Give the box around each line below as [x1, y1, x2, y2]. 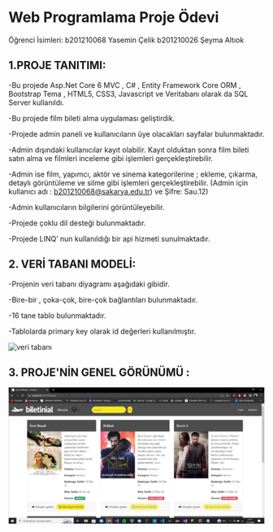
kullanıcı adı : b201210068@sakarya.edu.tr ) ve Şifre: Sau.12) [8, 186, 209, 196]
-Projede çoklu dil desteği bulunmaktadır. [8, 218, 146, 228]
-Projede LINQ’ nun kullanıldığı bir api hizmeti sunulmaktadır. [8, 233, 210, 243]
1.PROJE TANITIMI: [8, 59, 106, 72]
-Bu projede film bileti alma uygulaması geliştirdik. [8, 113, 175, 123]
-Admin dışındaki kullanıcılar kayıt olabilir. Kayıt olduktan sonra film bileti [8, 145, 249, 155]
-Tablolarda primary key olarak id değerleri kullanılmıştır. [8, 326, 197, 336]
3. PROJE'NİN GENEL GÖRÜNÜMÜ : [8, 365, 190, 379]
